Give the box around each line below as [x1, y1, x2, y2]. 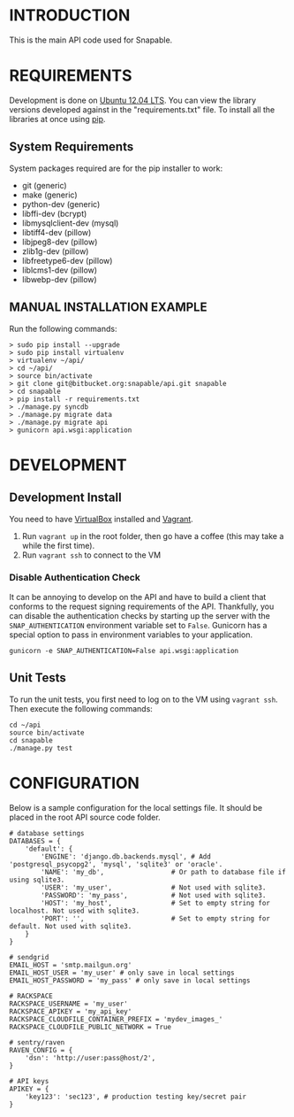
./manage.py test [9, 743, 73, 752]
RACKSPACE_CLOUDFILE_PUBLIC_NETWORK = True [9, 1022, 172, 1031]
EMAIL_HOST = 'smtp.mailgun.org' [9, 960, 132, 969]
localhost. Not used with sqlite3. [9, 906, 140, 915]
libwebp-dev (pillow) [21, 273, 97, 284]
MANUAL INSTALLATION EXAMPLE [9, 300, 207, 315]
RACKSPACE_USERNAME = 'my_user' [9, 999, 128, 1008]
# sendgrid [9, 952, 49, 961]
